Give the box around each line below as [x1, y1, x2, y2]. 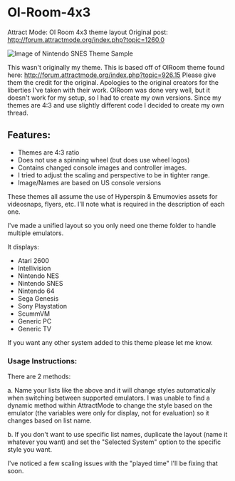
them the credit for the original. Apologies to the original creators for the [7, 78, 219, 86]
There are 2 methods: [7, 372, 71, 381]
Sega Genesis [17, 294, 59, 303]
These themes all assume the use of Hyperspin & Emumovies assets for [7, 192, 218, 200]
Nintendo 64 [17, 286, 55, 295]
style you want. [7, 445, 53, 454]
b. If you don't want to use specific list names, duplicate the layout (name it [7, 430, 228, 439]
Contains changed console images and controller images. [17, 163, 187, 172]
